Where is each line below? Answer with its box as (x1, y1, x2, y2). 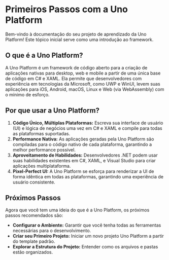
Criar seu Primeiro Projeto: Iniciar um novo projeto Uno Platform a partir (12, 233, 164, 239)
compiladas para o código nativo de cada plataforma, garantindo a (12, 141, 152, 147)
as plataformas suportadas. (12, 130, 70, 136)
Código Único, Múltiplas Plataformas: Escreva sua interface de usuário (12, 120, 163, 126)
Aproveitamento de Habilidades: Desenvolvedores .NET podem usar (12, 152, 158, 158)
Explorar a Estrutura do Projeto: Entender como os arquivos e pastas (12, 244, 158, 250)
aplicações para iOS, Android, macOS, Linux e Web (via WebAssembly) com (5, 86, 164, 92)
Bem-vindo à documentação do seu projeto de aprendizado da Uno (5, 31, 147, 37)
